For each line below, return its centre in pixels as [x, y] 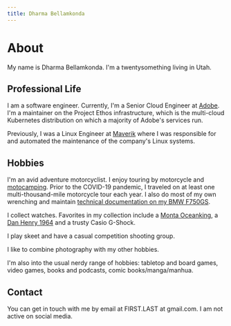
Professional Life [44, 88]
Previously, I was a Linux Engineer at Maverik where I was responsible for [112, 134]
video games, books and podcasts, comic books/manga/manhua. [100, 271]
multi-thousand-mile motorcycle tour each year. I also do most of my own [112, 194]
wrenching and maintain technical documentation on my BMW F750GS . [109, 202]
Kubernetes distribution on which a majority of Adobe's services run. [105, 120]
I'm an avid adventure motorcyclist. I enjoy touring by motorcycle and [106, 180]
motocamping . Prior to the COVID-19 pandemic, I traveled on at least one [111, 187]
